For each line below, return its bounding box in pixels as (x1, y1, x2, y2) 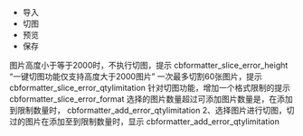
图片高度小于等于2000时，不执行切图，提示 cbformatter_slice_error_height (9, 60, 289, 70)
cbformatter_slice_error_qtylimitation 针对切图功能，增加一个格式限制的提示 (9, 83, 291, 93)
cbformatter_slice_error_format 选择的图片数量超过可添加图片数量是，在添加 (9, 94, 293, 104)
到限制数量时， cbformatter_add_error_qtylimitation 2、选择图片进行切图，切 (9, 105, 295, 115)
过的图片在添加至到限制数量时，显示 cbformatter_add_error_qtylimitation (9, 116, 280, 127)
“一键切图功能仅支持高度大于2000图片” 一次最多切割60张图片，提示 (9, 71, 262, 82)
